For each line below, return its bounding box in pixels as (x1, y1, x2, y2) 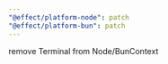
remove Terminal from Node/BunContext (8, 45, 159, 56)
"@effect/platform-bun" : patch (8, 21, 126, 30)
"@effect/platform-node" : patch (8, 12, 129, 22)
